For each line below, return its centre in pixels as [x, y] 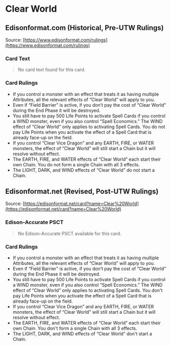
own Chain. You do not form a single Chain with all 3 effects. [76, 164]
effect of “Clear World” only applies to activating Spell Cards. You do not [89, 127]
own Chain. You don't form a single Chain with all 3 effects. [75, 328]
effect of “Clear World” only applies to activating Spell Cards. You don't [88, 290]
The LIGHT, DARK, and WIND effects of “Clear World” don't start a [82, 334]
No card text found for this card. [52, 70]
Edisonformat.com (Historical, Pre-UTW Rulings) [85, 28]
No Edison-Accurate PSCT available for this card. [69, 233]
